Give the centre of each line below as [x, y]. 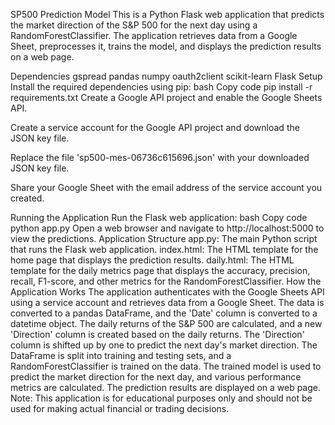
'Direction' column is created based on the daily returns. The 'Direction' [157, 334]
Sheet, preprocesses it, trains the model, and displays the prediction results [166, 46]
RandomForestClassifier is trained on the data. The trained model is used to [166, 366]
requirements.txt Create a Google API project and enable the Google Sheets [166, 97]
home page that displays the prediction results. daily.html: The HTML [152, 260]
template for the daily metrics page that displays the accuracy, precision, [160, 270]
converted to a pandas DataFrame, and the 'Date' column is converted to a [164, 313]
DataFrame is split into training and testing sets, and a [121, 355]
